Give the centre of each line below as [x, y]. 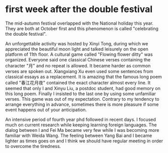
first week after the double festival [79, 9]
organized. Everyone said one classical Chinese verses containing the [78, 59]
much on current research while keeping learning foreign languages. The [81, 125]
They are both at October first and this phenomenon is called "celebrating [82, 28]
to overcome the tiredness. [33, 146]
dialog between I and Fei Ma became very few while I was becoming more [82, 130]
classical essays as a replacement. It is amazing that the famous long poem [84, 76]
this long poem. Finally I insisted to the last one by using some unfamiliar [81, 94]
